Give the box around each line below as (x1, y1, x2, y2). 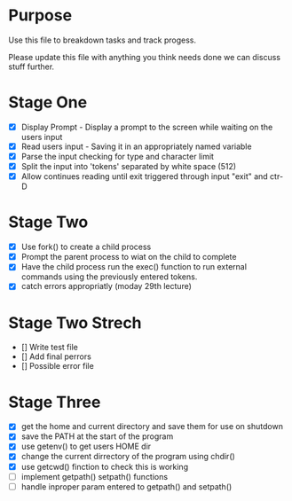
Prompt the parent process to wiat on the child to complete (20, 252, 237, 262)
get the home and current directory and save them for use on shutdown (20, 421, 283, 432)
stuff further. (8, 61, 55, 72)
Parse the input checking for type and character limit (20, 152, 215, 161)
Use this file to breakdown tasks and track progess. (8, 35, 197, 45)
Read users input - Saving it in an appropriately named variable (20, 141, 252, 152)
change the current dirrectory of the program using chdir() (20, 451, 236, 462)
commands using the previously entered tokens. (20, 271, 198, 282)
